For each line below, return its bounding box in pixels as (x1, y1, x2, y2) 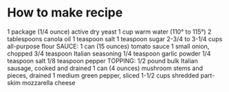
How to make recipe (7, 5, 123, 21)
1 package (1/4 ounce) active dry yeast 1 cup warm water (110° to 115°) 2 (7, 27, 212, 36)
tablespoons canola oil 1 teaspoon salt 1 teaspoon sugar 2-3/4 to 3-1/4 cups (7, 34, 223, 43)
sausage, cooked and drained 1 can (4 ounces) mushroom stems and (7, 64, 203, 72)
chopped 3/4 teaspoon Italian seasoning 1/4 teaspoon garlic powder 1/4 (7, 49, 211, 58)
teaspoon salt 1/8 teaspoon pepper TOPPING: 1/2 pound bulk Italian (7, 56, 198, 65)
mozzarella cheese (21, 78, 76, 87)
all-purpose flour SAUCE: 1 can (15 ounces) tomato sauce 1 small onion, (7, 42, 210, 50)
